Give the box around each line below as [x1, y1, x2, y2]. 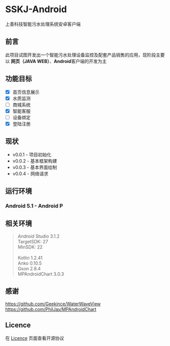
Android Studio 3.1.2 [17, 233, 60, 239]
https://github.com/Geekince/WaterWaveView [5, 301, 101, 307]
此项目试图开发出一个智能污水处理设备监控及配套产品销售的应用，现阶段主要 [5, 52, 165, 58]
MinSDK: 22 [17, 244, 43, 250]
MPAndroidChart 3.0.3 [17, 271, 64, 277]
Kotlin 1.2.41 [17, 255, 43, 261]
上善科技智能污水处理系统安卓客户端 [5, 21, 81, 27]
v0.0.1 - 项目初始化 [12, 151, 52, 158]
